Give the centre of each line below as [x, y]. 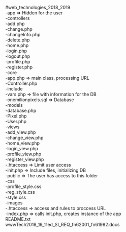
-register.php [19, 67]
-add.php [15, 24]
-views [12, 127]
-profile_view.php [23, 154]
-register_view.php [25, 159]
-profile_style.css [23, 187]
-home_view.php [22, 143]
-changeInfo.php [23, 34]
